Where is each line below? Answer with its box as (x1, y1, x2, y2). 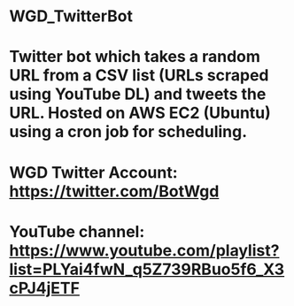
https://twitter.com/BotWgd (9, 181, 220, 201)
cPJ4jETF (9, 278, 80, 298)
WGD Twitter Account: (9, 162, 179, 182)
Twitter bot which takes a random (9, 47, 261, 67)
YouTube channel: (9, 221, 145, 241)
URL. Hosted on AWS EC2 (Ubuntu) (9, 103, 272, 123)
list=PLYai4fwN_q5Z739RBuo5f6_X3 (9, 259, 285, 279)
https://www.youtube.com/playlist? (9, 241, 280, 260)
